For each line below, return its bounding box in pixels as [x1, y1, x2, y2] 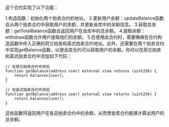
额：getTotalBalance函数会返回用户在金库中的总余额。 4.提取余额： [5, 28, 146, 34]
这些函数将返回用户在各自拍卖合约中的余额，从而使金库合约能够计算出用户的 [5, 110, 164, 116]
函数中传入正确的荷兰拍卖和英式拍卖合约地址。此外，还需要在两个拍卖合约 [9, 40, 164, 47]
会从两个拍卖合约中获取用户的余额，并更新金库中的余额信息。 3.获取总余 [5, 22, 156, 27]
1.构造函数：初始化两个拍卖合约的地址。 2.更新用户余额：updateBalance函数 [5, 15, 164, 21]
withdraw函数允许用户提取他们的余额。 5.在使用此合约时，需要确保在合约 [5, 34, 158, 40]
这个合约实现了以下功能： [5, 5, 59, 10]
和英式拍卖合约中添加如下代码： [5, 53, 72, 59]
